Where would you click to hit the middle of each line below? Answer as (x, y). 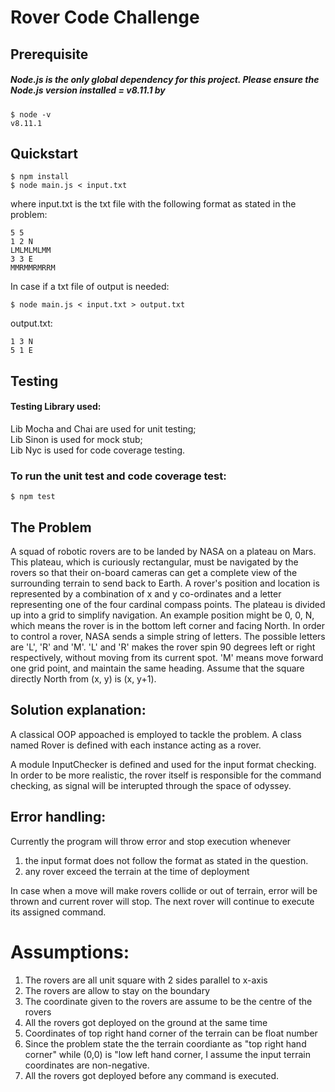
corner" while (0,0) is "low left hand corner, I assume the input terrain (167, 1054)
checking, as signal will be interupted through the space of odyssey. (151, 785)
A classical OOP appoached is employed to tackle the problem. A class (156, 734)
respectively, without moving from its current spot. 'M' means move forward (167, 658)
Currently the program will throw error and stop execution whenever (151, 841)
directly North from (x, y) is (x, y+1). (83, 679)
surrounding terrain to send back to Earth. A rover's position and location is (165, 583)
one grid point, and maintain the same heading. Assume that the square (157, 668)
